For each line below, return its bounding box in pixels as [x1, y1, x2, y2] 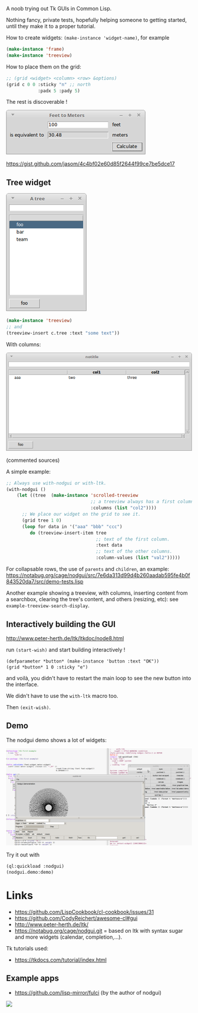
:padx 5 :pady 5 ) [37, 88, 81, 94]
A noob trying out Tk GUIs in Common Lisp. [6, 5, 112, 12]
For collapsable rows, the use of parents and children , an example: [6, 566, 170, 573]
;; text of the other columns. [95, 549, 173, 555]
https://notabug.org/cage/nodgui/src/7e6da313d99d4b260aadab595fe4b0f [6, 572, 190, 579]
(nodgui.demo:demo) [6, 870, 54, 876]
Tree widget [6, 177, 51, 188]
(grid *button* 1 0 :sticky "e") [6, 664, 88, 670]
